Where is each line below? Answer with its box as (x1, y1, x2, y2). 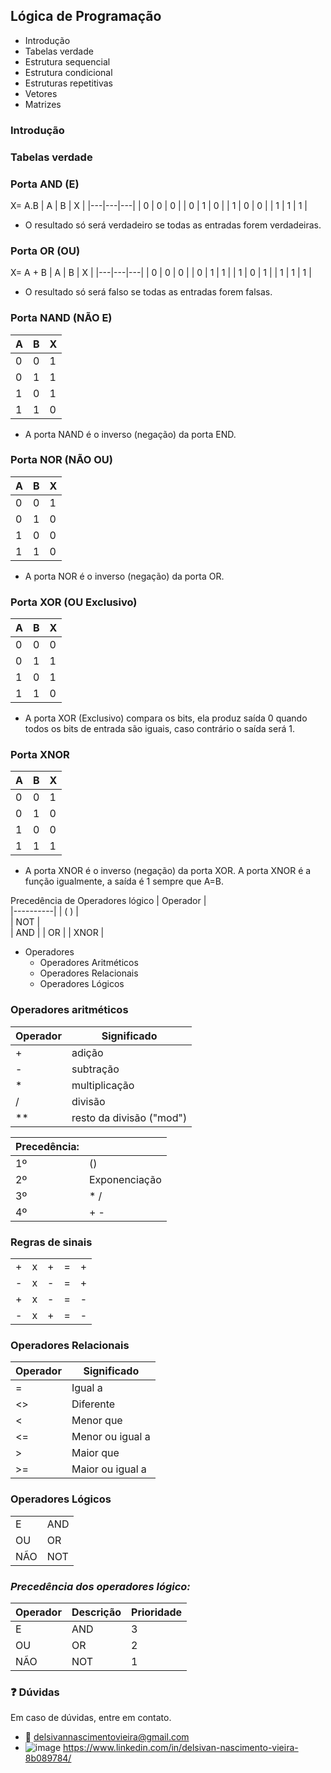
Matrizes (24, 98, 62, 110)
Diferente (71, 1397, 116, 1411)
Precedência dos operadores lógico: (10, 1579, 191, 1593)
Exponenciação (88, 1172, 162, 1186)
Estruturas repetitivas (24, 77, 113, 89)
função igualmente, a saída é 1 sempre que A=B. (24, 875, 225, 888)
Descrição (71, 1605, 122, 1619)
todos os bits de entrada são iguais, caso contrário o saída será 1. (24, 723, 295, 735)
